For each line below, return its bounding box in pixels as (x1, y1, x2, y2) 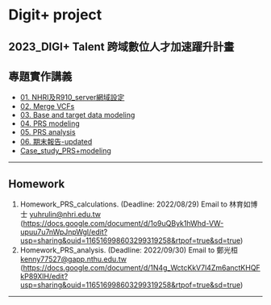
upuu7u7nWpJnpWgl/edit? (19, 228, 108, 237)
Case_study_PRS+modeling (19, 146, 111, 156)
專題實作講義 (8, 69, 73, 83)
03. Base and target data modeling (19, 111, 135, 120)
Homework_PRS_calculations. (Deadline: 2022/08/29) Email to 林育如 (19, 199, 252, 209)
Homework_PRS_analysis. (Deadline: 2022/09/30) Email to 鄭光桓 (19, 245, 238, 255)
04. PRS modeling (19, 119, 81, 128)
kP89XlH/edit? (19, 272, 69, 282)
